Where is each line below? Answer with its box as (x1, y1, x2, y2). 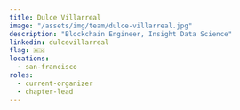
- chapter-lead (17, 87, 74, 96)
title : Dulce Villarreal (9, 12, 101, 22)
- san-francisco (17, 63, 77, 72)
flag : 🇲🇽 (9, 46, 46, 55)
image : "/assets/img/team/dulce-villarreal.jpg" (9, 21, 193, 30)
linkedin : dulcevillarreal (9, 37, 109, 47)
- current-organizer (17, 79, 93, 88)
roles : (9, 71, 34, 80)
